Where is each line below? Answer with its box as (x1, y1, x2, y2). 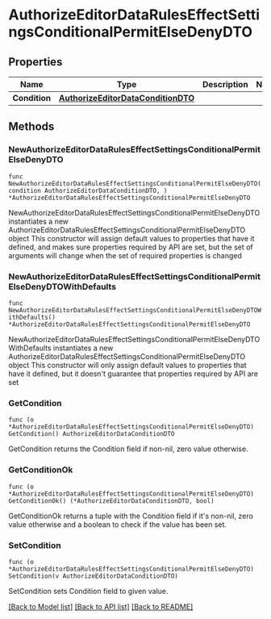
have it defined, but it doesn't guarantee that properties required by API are (8, 369, 258, 379)
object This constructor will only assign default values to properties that (8, 360, 248, 370)
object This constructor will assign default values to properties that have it (8, 233, 255, 243)
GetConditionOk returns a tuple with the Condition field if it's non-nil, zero (8, 511, 254, 521)
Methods (8, 119, 55, 134)
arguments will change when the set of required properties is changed (8, 250, 242, 260)
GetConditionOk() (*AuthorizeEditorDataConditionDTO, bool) (8, 496, 215, 505)
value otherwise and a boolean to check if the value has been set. (8, 519, 227, 529)
